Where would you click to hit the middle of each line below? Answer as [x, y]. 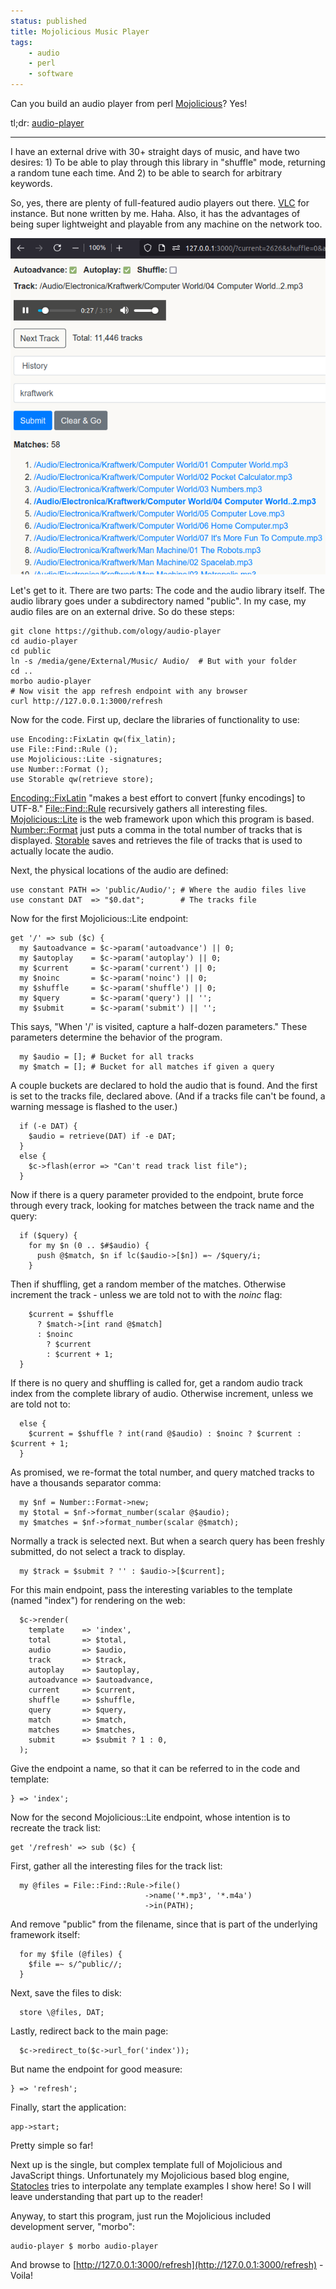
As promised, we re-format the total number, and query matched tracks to [162, 1472]
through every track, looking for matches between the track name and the [162, 1206]
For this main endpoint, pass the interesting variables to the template [151, 1590]
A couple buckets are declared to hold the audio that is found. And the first [164, 1086]
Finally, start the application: [68, 2107]
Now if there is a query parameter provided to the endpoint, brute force [157, 1195]
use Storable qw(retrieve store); [82, 780]
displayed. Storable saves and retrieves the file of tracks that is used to [156, 841]
